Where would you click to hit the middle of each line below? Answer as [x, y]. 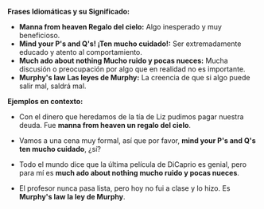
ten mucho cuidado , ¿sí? [60, 149]
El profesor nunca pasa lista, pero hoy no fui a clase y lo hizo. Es [124, 188]
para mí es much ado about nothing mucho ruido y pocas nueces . [129, 173]
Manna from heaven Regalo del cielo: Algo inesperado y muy [120, 27]
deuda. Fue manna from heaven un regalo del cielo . [105, 125]
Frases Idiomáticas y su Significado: [69, 12]
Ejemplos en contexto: [45, 101]
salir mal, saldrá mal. [52, 86]
